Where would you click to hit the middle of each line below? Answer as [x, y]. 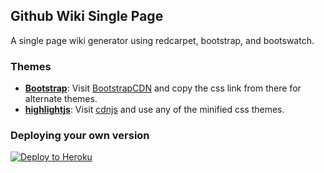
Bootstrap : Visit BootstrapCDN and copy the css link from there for [163, 88]
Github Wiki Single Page [87, 16]
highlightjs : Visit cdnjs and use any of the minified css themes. [154, 110]
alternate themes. [61, 99]
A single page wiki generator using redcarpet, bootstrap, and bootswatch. [162, 40]
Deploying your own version [80, 136]
